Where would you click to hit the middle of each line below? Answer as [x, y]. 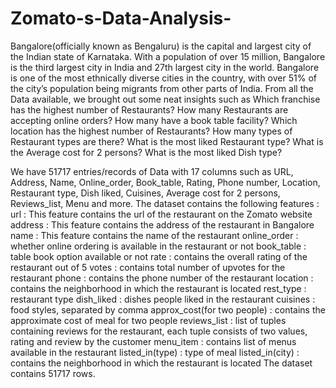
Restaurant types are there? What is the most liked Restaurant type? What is [167, 141]
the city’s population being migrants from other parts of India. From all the [162, 88]
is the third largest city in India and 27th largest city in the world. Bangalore [165, 67]
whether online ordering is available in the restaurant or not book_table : [158, 246]
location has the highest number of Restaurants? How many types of [151, 131]
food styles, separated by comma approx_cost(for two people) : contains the [168, 309]
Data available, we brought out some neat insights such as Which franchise [165, 99]
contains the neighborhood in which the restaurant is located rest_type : [158, 288]
